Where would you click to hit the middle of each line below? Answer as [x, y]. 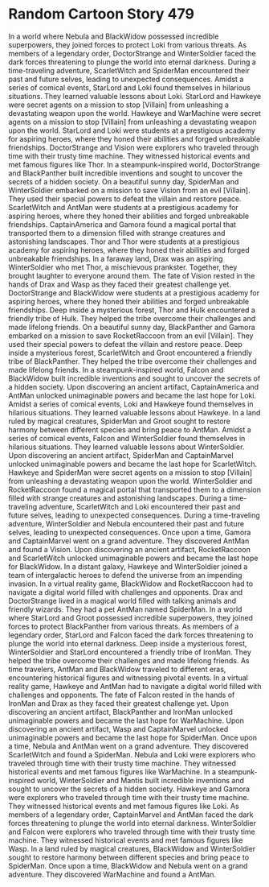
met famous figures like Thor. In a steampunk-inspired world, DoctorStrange [134, 164]
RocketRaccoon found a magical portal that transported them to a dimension [134, 489]
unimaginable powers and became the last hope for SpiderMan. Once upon [132, 737]
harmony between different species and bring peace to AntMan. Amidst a [130, 429]
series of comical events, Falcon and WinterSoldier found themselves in [127, 438]
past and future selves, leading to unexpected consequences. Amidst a [126, 79]
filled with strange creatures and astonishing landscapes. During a [118, 498]
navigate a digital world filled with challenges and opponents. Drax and [126, 592]
